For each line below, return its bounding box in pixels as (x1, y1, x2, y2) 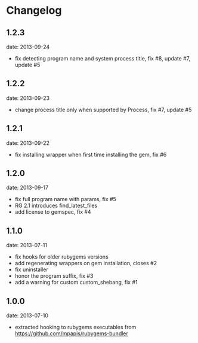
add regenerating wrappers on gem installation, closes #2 (14, 260, 157, 267)
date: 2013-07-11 (6, 242, 48, 249)
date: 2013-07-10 (6, 312, 49, 319)
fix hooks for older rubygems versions (14, 253, 109, 260)
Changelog (6, 4, 62, 17)
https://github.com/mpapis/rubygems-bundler (14, 330, 128, 337)
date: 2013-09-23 (6, 94, 49, 102)
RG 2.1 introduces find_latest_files (14, 202, 98, 210)
